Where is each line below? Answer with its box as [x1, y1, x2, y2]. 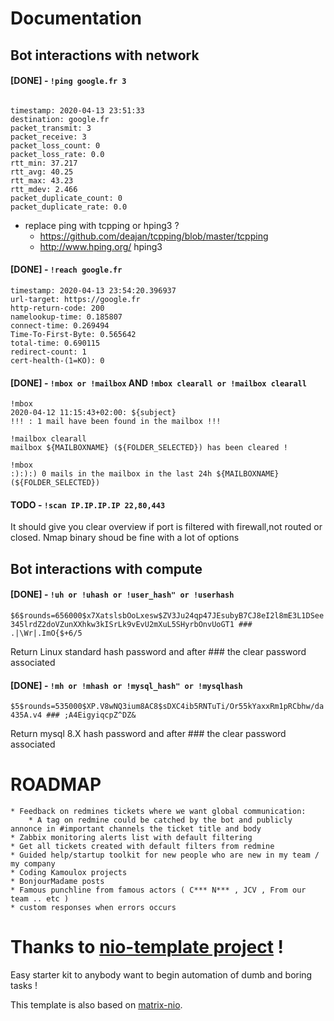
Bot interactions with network [10, 47, 200, 64]
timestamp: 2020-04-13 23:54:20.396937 [10, 285, 177, 296]
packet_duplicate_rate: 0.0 [10, 202, 128, 212]
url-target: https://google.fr [10, 294, 141, 304]
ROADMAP [10, 773, 102, 796]
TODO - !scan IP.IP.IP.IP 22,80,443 [10, 498, 166, 511]
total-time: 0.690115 [10, 338, 101, 348]
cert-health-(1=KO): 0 [10, 355, 105, 366]
